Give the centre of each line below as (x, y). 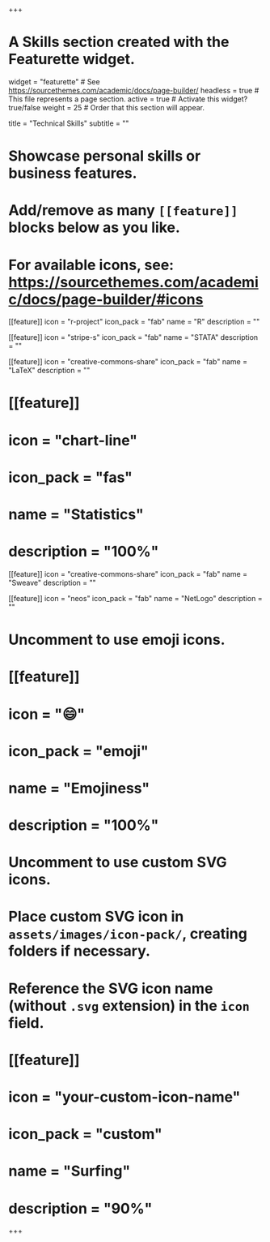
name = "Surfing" (70, 1171)
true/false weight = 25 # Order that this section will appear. (106, 107)
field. (26, 1023)
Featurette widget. (72, 60)
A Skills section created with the (119, 42)
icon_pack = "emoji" (79, 751)
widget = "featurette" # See (54, 81)
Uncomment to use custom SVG (118, 863)
